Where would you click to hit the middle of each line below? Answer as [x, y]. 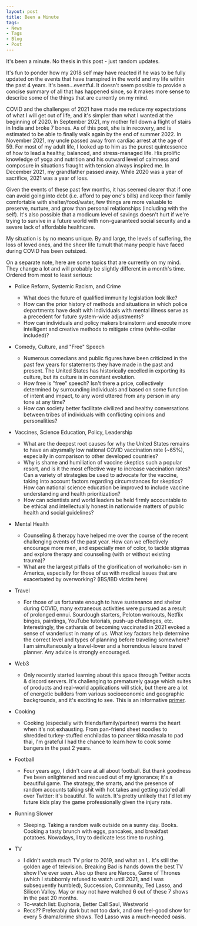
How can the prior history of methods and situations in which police [105, 304]
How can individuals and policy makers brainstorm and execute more [107, 322]
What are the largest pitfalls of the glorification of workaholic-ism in [105, 566]
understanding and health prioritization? [72, 493]
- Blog [14, 39]
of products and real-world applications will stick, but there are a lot [106, 687]
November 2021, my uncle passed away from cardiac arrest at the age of [95, 140]
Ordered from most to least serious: [49, 275]
